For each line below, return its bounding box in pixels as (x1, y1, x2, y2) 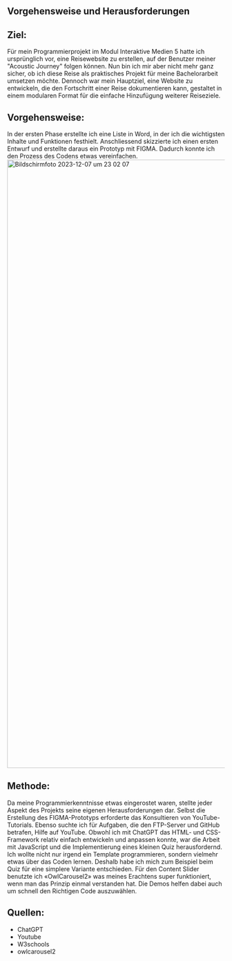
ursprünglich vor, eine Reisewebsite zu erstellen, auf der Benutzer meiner (7, 55, 216, 63)
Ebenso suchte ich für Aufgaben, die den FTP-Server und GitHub (35, 821, 220, 829)
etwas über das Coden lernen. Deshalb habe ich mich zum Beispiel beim (7, 857, 213, 866)
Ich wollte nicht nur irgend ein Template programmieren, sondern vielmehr (7, 850, 219, 858)
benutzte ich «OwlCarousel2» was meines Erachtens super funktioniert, (7, 872, 212, 880)
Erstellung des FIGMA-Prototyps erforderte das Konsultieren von (7, 813, 191, 821)
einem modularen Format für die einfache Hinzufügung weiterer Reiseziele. (7, 91, 221, 100)
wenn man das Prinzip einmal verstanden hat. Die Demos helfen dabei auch (7, 879, 222, 888)
